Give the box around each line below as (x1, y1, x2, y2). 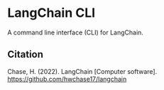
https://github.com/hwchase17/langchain (7, 75, 127, 83)
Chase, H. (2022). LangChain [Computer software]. (7, 67, 158, 75)
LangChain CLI (7, 5, 96, 21)
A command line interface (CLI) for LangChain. (7, 28, 144, 37)
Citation (7, 49, 44, 60)
